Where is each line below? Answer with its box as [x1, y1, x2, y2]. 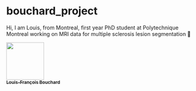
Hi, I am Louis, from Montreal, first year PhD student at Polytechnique [6, 24, 179, 31]
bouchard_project [6, 4, 98, 18]
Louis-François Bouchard [6, 79, 60, 85]
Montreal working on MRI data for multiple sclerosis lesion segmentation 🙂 [6, 30, 191, 37]
